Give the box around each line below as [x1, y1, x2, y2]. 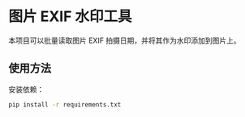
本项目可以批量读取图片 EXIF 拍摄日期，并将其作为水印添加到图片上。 [8, 36, 241, 45]
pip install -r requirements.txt [8, 100, 122, 109]
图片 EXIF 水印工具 [8, 7, 132, 26]
